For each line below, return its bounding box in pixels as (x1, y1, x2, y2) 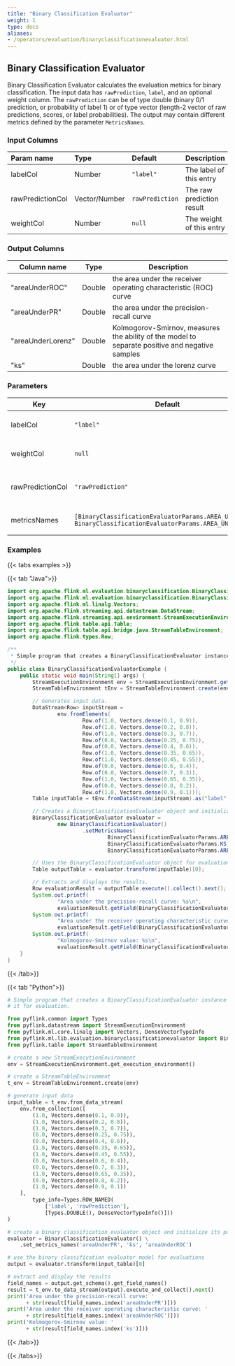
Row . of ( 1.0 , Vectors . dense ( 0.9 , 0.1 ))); (82, 788, 201, 796)
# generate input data (7, 1093, 73, 1100)
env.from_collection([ (20, 1105, 86, 1112)
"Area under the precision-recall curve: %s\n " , (57, 898, 201, 905)
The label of (185, 165, 225, 175)
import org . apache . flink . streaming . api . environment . (7, 613, 164, 621)
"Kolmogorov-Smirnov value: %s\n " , (57, 937, 161, 944)
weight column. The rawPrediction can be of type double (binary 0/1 (7, 95, 205, 104)
